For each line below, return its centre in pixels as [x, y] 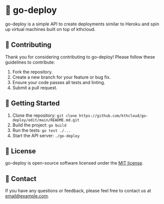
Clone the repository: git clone [44, 115]
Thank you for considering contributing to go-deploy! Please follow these [80, 57]
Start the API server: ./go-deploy [46, 135]
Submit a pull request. [35, 88]
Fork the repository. [33, 72]
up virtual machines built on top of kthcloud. [50, 29]
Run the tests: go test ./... [41, 130]
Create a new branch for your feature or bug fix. [61, 77]
